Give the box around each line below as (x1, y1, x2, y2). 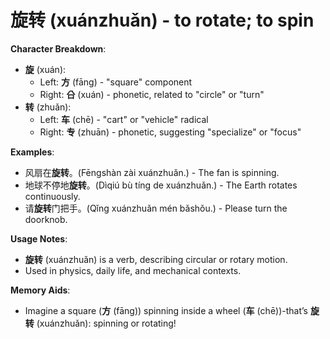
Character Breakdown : (10, 42, 107, 55)
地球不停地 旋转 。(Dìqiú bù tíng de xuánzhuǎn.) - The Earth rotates (24, 179, 298, 191)
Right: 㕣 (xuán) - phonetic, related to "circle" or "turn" (39, 88, 265, 100)
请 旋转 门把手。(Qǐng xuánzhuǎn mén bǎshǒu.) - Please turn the (24, 202, 288, 214)
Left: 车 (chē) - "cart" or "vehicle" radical (39, 113, 209, 125)
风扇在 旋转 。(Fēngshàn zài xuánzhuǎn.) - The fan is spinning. (24, 166, 280, 178)
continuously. (24, 190, 81, 202)
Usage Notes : (10, 232, 68, 245)
